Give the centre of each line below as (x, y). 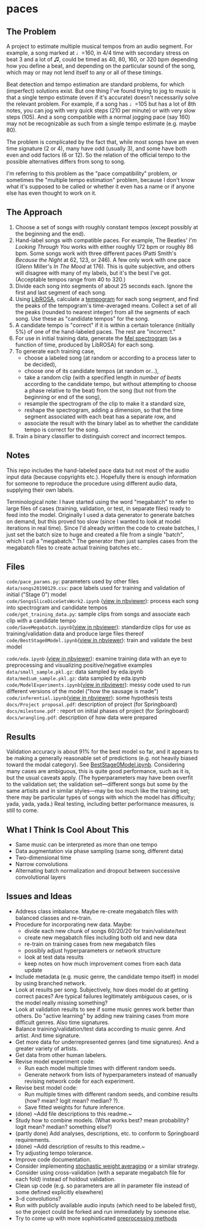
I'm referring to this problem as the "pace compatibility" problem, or (92, 173)
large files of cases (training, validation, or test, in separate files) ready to (99, 508)
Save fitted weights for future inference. (75, 1107)
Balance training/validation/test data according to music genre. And (100, 1029)
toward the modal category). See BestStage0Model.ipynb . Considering (96, 765)
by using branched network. (51, 983)
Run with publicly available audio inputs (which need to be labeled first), (106, 1205)
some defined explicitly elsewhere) (59, 1192)
